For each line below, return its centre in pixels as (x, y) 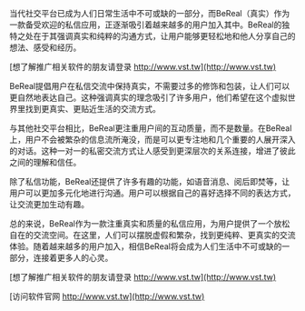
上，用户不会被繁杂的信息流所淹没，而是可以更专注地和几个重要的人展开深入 (152, 140)
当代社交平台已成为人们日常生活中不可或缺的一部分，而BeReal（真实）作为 (150, 13)
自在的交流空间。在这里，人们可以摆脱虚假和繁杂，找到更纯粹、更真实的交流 (152, 235)
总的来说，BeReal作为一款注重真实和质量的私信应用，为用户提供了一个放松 (150, 224)
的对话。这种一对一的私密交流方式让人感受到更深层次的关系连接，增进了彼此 (152, 151)
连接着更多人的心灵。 (73, 258)
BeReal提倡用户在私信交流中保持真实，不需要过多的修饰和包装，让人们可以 (150, 86)
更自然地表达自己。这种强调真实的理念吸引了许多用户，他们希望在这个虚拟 (148, 97)
